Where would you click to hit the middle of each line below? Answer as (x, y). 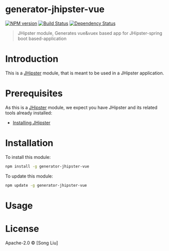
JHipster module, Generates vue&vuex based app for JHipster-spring (90, 33)
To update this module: (29, 176)
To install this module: (28, 157)
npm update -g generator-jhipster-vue (46, 185)
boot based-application (42, 38)
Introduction (32, 59)
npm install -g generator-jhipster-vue (47, 166)
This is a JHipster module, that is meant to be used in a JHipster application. (85, 73)
